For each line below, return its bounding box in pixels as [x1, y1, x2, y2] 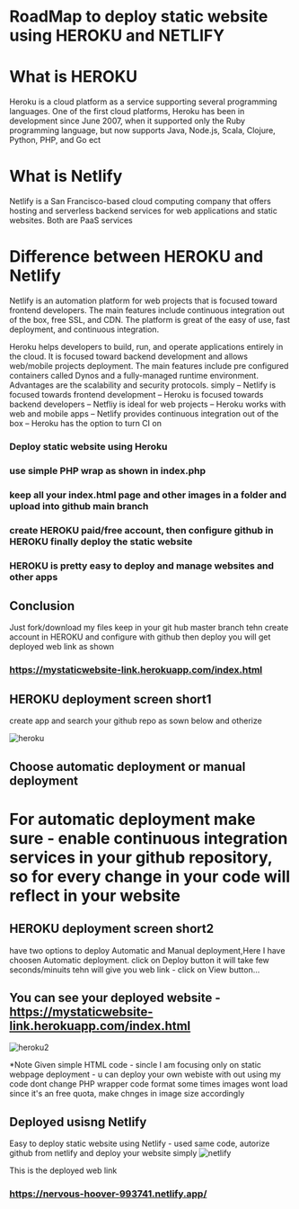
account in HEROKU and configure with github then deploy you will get [9, 631, 271, 642]
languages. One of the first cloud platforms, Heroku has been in [9, 106, 245, 117]
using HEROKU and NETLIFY [9, 25, 225, 46]
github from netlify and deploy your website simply [9, 1148, 198, 1159]
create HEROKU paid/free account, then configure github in [9, 524, 274, 536]
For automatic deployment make [9, 809, 256, 829]
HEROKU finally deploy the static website [9, 535, 193, 548]
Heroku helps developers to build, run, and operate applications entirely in [9, 342, 284, 352]
